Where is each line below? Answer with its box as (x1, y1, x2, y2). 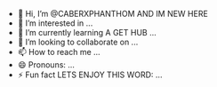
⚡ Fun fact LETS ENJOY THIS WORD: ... (17, 69, 163, 80)
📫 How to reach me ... (17, 47, 100, 57)
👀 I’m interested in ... (17, 18, 93, 28)
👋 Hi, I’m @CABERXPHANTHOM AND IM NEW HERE (17, 9, 209, 19)
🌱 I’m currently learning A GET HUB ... (17, 28, 157, 37)
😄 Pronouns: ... (17, 59, 76, 70)
